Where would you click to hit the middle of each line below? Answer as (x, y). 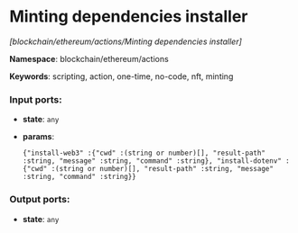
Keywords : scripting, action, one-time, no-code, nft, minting (121, 76)
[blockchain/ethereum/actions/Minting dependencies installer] (126, 41)
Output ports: (40, 200)
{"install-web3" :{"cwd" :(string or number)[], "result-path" (144, 153)
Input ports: (36, 99)
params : (38, 137)
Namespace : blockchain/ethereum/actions (89, 58)
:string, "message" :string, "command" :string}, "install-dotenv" (152, 161)
